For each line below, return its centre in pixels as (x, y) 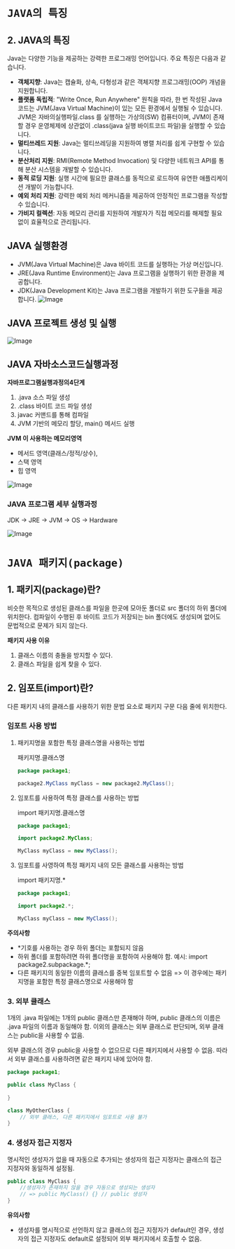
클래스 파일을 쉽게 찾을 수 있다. (59, 664)
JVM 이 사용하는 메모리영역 (45, 439)
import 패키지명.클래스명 (51, 812)
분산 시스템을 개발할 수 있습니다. (69, 169)
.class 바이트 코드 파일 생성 (55, 406)
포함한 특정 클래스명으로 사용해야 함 (85, 981)
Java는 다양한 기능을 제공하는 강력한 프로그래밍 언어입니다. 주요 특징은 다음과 (113, 58)
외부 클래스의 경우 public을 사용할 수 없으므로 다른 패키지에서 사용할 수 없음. (111, 1050)
